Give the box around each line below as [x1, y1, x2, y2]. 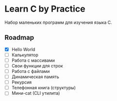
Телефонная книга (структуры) [11, 85, 76, 91]
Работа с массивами [11, 57, 55, 63]
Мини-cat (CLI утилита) [11, 90, 60, 96]
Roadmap [4, 34, 34, 42]
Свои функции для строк [11, 63, 64, 68]
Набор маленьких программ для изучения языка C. [4, 19, 112, 25]
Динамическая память [11, 74, 59, 80]
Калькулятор [11, 52, 38, 58]
